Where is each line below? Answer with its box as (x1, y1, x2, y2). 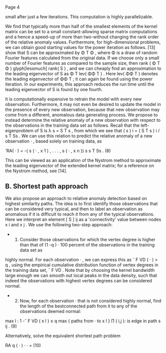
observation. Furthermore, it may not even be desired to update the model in (5, 101, 161, 107)
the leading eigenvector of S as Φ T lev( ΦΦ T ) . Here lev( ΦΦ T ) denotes (5, 71, 158, 76)
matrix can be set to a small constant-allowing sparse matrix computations (5, 29, 158, 34)
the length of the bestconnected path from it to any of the (19, 303, 138, 309)
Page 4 (5, 4, 20, 10)
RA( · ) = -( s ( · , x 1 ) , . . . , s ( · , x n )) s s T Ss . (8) (6, 148, 111, 153)
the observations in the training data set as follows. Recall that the (5, 122, 140, 128)
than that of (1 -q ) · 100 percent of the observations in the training (19, 242, 155, 248)
